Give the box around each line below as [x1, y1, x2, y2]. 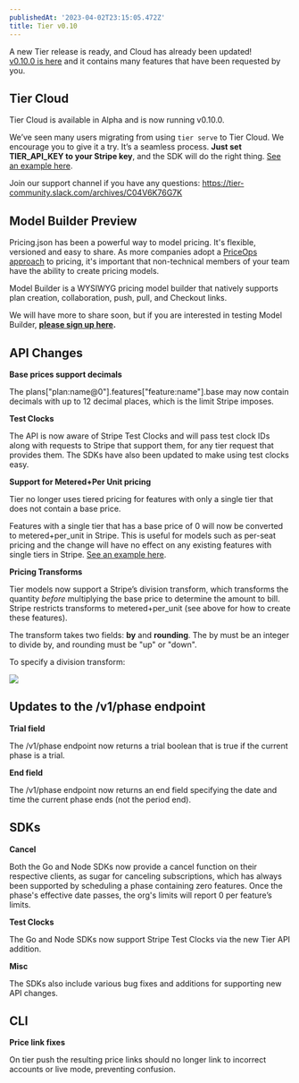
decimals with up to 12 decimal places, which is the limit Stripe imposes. [9, 396, 274, 406]
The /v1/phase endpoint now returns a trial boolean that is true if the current [9, 740, 288, 751]
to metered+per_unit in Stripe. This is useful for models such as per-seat [9, 530, 277, 541]
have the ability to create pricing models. [9, 266, 160, 277]
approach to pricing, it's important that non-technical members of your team [9, 256, 290, 267]
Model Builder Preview [9, 213, 137, 228]
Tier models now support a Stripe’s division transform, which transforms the [9, 584, 289, 594]
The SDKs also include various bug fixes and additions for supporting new [9, 977, 282, 989]
